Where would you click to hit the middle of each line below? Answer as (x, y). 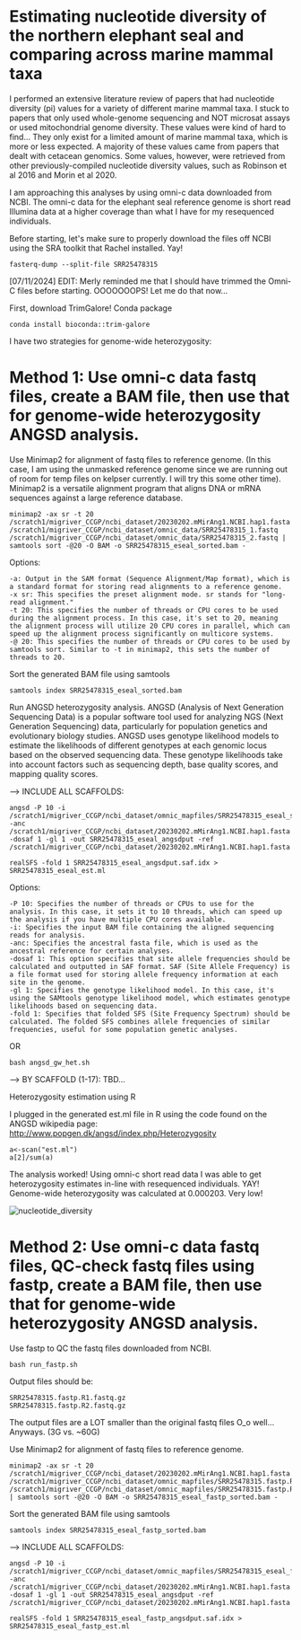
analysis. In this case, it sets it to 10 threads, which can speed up (146, 912)
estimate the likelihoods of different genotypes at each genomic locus (138, 745)
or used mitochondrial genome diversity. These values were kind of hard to (148, 127)
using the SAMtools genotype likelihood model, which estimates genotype (150, 998)
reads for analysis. (48, 935)
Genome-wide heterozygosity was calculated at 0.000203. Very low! (136, 1193)
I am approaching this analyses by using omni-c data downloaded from (141, 192)
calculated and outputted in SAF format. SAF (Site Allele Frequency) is (150, 966)
